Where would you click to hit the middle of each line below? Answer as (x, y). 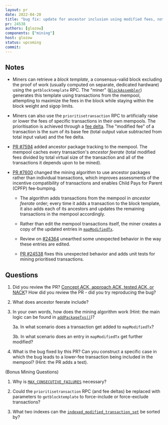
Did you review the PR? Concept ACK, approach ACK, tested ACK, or (83, 287)
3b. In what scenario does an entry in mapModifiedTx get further (77, 337)
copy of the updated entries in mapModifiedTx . (67, 229)
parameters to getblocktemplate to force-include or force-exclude (80, 397)
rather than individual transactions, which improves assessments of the (86, 178)
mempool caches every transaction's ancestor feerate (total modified (84, 152)
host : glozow (19, 38)
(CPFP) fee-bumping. (34, 188)
